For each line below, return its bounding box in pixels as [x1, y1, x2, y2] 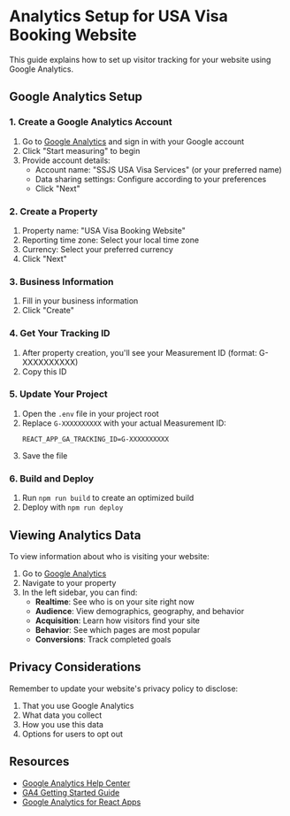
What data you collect [21, 710, 103, 720]
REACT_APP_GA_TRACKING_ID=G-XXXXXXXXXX [21, 435, 170, 443]
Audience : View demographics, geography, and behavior [34, 605, 245, 616]
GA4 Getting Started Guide [21, 787, 120, 797]
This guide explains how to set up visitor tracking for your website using [9, 54, 271, 65]
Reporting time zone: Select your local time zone [21, 235, 200, 245]
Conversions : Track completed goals [34, 634, 172, 644]
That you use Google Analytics [21, 700, 134, 711]
